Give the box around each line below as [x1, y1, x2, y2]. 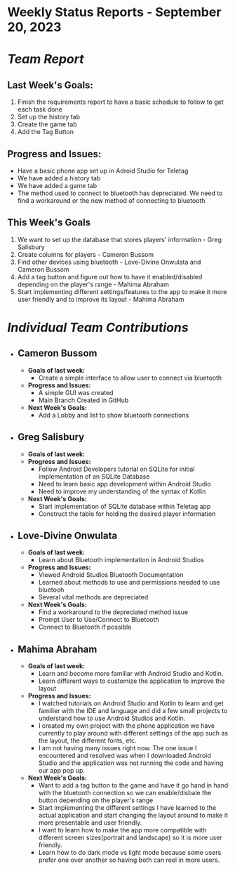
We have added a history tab [17, 174, 101, 182]
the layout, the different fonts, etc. [38, 736, 137, 745]
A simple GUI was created [38, 388, 114, 397]
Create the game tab [17, 120, 77, 128]
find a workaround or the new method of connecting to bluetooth [17, 197, 206, 204]
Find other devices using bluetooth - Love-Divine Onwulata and [17, 258, 201, 266]
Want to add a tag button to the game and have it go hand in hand [38, 781, 229, 790]
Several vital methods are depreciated [38, 593, 149, 601]
